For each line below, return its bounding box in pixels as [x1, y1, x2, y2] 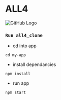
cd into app [12, 43, 37, 49]
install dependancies [12, 61, 56, 68]
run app [12, 80, 29, 86]
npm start [5, 90, 26, 95]
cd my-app [5, 53, 26, 58]
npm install [5, 72, 30, 77]
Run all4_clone [5, 32, 43, 38]
